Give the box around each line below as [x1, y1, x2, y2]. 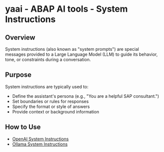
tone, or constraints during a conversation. [5, 57, 91, 62]
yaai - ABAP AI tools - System [5, 3, 128, 15]
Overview [5, 33, 36, 42]
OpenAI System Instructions [12, 136, 69, 142]
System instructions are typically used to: [5, 84, 89, 89]
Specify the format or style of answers [12, 104, 90, 109]
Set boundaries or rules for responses [12, 98, 89, 104]
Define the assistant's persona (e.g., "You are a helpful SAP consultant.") [12, 93, 159, 99]
